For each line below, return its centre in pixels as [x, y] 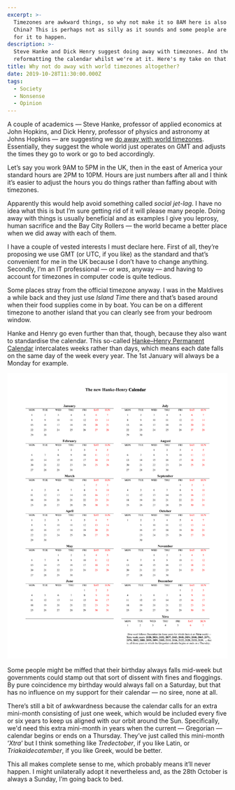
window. [19, 320]
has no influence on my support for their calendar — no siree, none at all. [113, 692]
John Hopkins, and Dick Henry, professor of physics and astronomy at [108, 132]
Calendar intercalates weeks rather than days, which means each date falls [115, 348]
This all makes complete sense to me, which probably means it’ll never [109, 764]
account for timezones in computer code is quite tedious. [90, 277]
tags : [15, 81]
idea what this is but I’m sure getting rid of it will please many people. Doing [116, 211]
